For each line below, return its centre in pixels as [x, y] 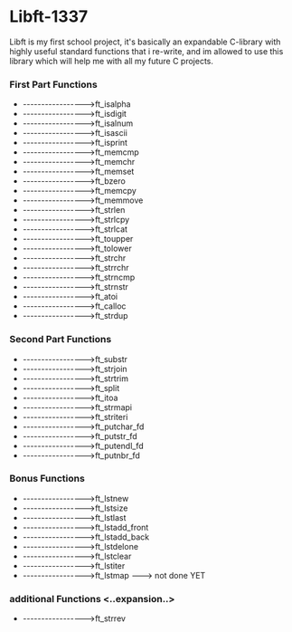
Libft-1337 [49, 17]
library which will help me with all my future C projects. [112, 61]
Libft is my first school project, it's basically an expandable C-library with [145, 42]
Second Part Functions [61, 340]
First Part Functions [53, 84]
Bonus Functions [47, 479]
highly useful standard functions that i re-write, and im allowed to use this [146, 51]
